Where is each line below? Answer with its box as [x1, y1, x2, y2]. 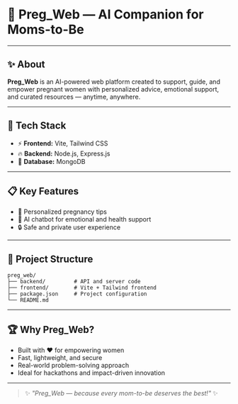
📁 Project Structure [7, 253, 93, 265]
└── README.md [7, 297, 50, 304]
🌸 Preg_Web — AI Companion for [7, 6, 204, 23]
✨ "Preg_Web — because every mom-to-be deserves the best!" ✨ [24, 389, 218, 397]
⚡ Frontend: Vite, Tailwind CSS [17, 138, 108, 148]
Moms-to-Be [7, 21, 85, 38]
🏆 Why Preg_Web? [7, 323, 94, 336]
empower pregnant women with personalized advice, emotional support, [7, 84, 220, 93]
